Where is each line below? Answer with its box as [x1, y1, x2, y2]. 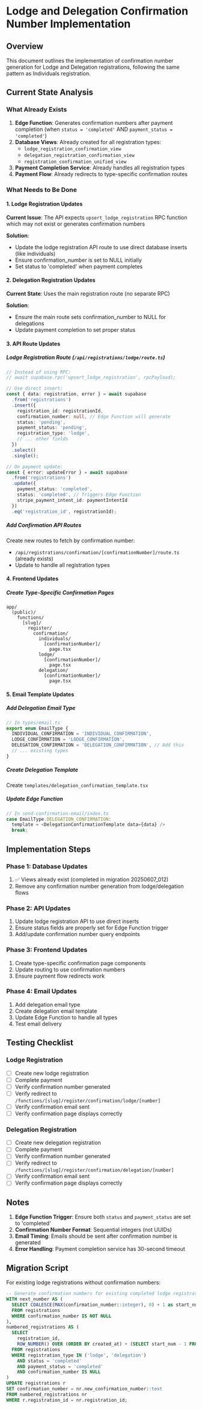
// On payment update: [6, 463, 63, 470]
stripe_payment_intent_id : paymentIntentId [17, 497, 128, 503]
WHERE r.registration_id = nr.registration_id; [6, 1397, 128, 1403]
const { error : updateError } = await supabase [6, 469, 128, 475]
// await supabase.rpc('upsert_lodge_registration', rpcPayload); [6, 375, 176, 381]
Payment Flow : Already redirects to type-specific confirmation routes [14, 170, 188, 177]
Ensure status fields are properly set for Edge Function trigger [14, 924, 168, 931]
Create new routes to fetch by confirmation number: [6, 537, 135, 544]
